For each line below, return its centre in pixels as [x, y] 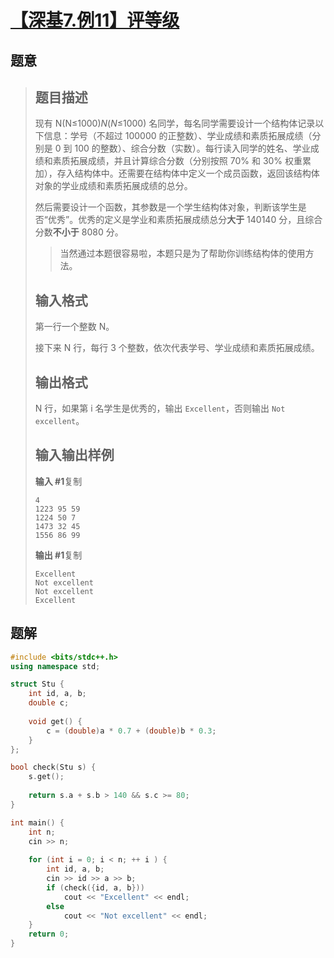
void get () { [55, 721]
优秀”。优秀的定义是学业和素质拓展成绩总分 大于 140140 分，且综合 [185, 220]
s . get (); [46, 777]
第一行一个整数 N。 [74, 327]
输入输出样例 [74, 455]
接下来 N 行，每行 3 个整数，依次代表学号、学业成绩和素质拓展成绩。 [177, 348]
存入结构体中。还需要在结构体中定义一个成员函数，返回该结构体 [188, 173]
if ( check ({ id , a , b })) [95, 887]
